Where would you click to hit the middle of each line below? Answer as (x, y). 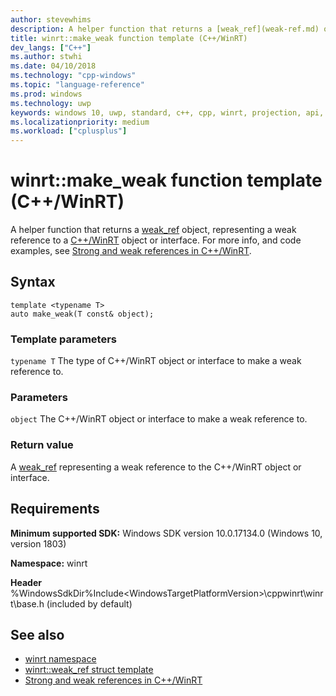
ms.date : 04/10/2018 (53, 66)
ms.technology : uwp (51, 103)
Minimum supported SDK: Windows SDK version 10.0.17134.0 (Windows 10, (166, 533)
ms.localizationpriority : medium (80, 122)
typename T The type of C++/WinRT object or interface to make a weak (156, 361)
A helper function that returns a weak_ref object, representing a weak (153, 230)
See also (37, 634)
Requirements (55, 509)
